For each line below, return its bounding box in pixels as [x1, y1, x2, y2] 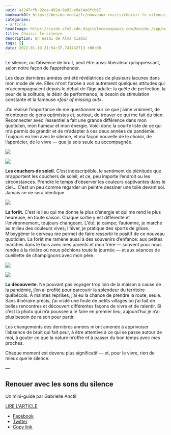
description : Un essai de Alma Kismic [5, 36, 88, 41]
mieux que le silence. [5, 355, 50, 361]
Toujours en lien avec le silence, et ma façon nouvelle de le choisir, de [5, 133, 152, 139]
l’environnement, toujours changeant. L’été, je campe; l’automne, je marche [5, 220, 163, 226]
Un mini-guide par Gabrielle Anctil [5, 393, 77, 399]
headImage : [5, 27, 28, 32]
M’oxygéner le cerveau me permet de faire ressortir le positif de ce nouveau [5, 231, 165, 237]
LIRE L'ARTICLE [5, 403, 38, 410]
